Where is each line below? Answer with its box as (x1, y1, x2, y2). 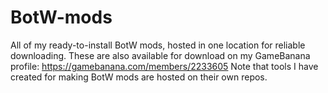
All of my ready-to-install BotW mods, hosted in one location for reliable (10, 39, 306, 51)
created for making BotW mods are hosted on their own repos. (10, 71, 268, 83)
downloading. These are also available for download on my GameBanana (10, 49, 311, 61)
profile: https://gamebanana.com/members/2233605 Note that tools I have (10, 60, 319, 72)
